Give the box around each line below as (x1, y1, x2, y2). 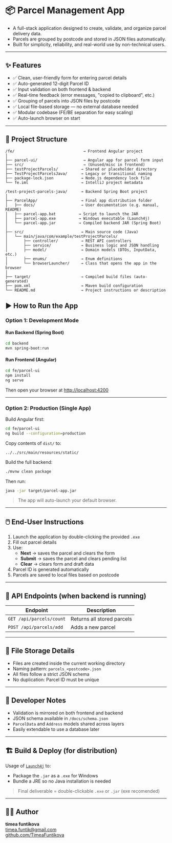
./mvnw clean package (5, 469, 52, 474)
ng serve (5, 378, 24, 383)
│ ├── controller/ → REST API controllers (5, 238, 132, 243)
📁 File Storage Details (5, 647, 75, 655)
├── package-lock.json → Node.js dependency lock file (5, 175, 150, 180)
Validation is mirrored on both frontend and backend (12, 710, 123, 716)
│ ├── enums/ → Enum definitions (5, 256, 123, 261)
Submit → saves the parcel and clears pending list (20, 556, 127, 562)
